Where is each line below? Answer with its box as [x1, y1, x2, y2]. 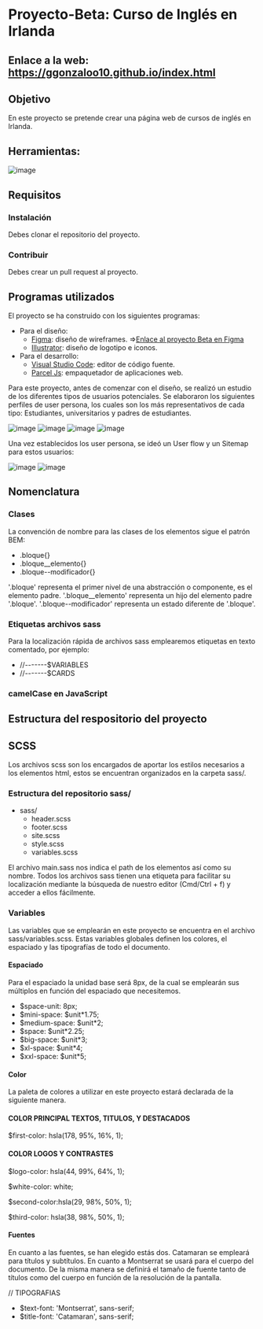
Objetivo [8, 92, 51, 105]
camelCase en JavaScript [8, 688, 108, 699]
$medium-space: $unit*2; [19, 1017, 104, 1028]
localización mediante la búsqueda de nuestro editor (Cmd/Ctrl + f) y [8, 880, 232, 889]
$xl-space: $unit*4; [19, 1043, 83, 1052]
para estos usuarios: [8, 447, 75, 456]
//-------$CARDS [19, 668, 75, 677]
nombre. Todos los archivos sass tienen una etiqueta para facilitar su [8, 871, 232, 880]
